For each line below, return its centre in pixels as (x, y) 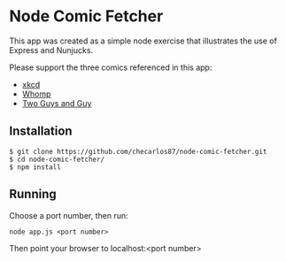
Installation (41, 131)
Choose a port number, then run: (69, 215)
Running (33, 194)
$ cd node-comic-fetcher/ (57, 159)
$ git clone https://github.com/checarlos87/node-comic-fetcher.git (138, 151)
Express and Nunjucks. (51, 50)
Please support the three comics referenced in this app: (111, 67)
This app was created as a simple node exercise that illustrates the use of (143, 41)
